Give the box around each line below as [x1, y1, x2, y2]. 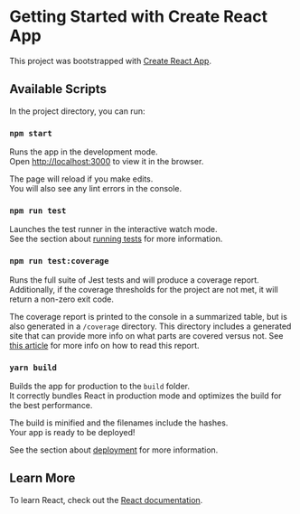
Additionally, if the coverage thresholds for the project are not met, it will [9, 284, 278, 294]
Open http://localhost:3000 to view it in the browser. [9, 156, 204, 167]
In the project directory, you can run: [9, 106, 145, 117]
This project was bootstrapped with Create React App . [9, 55, 212, 66]
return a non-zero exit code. [9, 294, 115, 304]
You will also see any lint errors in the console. [9, 183, 183, 194]
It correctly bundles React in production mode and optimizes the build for [9, 390, 282, 401]
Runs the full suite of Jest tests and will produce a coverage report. [9, 274, 259, 285]
